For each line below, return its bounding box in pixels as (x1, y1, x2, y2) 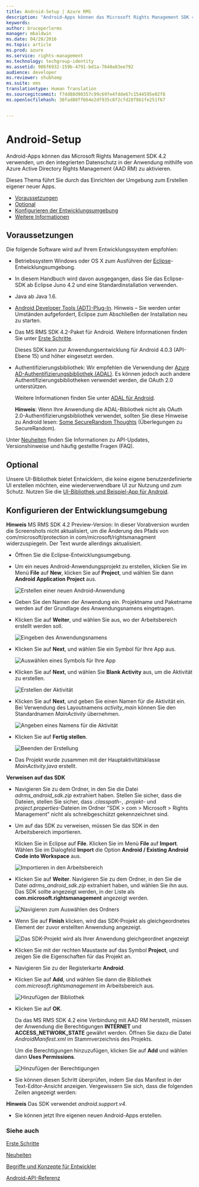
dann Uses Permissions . (14, 1053, 76, 1060)
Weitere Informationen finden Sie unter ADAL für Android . (14, 395, 156, 402)
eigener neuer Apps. (6, 183, 56, 190)
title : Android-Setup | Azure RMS (6, 8, 92, 15)
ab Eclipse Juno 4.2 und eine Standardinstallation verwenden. (27, 281, 178, 289)
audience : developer (6, 69, 57, 75)
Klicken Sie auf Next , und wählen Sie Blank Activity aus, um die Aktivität (14, 668, 192, 676)
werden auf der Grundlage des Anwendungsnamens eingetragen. (14, 605, 175, 612)
